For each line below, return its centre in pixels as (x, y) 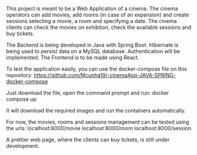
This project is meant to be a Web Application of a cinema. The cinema (92, 9)
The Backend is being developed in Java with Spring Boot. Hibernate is (92, 45)
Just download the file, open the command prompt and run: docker (88, 93)
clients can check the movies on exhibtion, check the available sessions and (99, 27)
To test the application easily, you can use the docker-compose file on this (96, 69)
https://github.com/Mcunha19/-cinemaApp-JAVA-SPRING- (105, 75)
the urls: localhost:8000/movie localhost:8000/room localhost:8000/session (99, 128)
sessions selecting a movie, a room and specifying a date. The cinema (91, 21)
